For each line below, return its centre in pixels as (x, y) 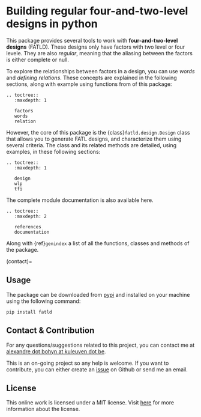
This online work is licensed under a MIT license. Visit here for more (90, 403)
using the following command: (43, 301)
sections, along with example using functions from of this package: (89, 84)
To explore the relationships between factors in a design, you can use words (100, 71)
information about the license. (43, 409)
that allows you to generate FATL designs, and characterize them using (94, 139)
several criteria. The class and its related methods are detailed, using (91, 145)
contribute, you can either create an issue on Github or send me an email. (97, 369)
